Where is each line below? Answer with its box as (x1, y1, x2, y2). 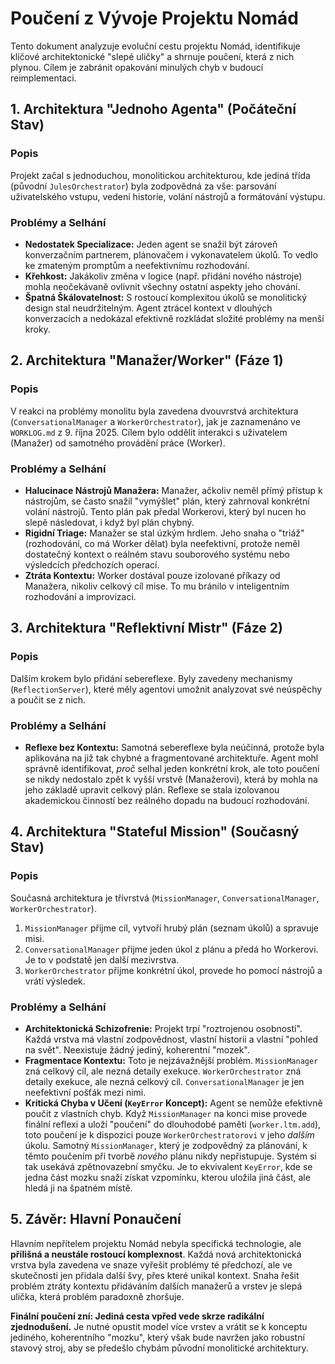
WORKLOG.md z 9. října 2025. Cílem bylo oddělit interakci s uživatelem (10, 426, 288, 438)
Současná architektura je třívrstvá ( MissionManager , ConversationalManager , (10, 892, 320, 904)
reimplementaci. (10, 72, 77, 84)
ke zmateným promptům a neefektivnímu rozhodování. (24, 259, 250, 271)
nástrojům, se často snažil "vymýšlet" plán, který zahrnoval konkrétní (24, 495, 310, 507)
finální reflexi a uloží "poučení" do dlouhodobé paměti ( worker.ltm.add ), (24, 1118, 322, 1130)
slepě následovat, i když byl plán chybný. (24, 516, 195, 528)
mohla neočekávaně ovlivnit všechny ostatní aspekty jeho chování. (24, 280, 301, 292)
